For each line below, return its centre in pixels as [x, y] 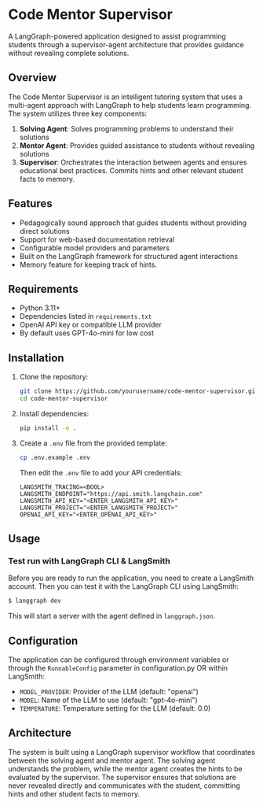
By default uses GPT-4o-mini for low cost [87, 333]
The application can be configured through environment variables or [119, 660]
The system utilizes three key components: [78, 113]
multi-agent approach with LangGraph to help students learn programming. [130, 105]
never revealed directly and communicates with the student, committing [124, 786]
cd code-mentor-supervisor [64, 399]
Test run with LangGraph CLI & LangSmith [89, 561]
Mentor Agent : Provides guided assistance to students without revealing [137, 145]
